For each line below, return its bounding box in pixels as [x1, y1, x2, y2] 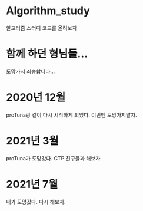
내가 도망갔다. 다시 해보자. [6, 198, 66, 205]
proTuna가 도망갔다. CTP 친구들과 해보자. [6, 154, 102, 161]
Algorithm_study [6, 4, 90, 18]
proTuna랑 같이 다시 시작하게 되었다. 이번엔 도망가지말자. [6, 111, 137, 118]
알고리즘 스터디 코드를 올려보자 [6, 24, 78, 31]
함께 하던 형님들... [6, 47, 88, 61]
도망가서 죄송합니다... [6, 68, 55, 75]
